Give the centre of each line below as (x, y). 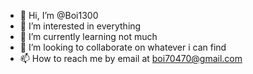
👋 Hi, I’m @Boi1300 (59, 15)
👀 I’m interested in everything (80, 26)
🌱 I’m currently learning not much (88, 36)
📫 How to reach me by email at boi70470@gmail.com (131, 58)
